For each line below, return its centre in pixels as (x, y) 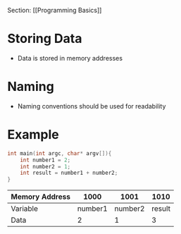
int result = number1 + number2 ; (69, 173)
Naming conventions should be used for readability (92, 106)
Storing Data (45, 39)
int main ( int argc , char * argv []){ (60, 153)
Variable (25, 209)
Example (33, 135)
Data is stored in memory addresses (70, 58)
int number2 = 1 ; (45, 166)
